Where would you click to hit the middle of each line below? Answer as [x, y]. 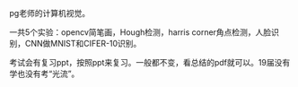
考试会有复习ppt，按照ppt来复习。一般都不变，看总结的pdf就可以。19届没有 [150, 62]
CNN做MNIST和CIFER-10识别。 [83, 43]
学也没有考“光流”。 [44, 74]
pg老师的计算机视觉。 [50, 13]
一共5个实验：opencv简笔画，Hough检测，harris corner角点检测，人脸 [140, 32]
